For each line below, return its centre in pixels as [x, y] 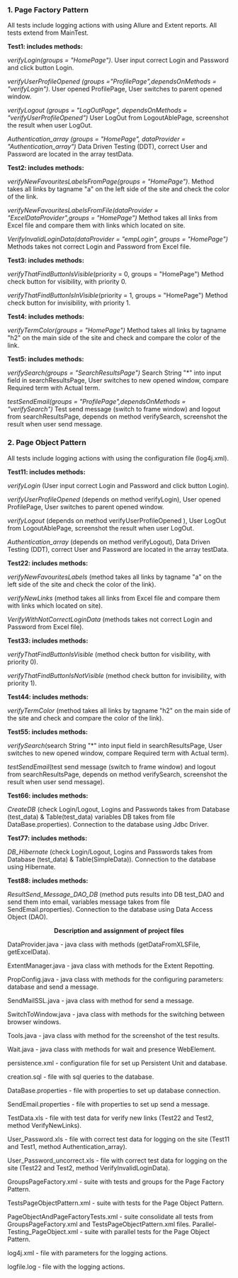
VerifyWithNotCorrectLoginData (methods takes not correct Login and [110, 619]
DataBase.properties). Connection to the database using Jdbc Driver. [108, 824]
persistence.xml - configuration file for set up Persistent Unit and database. [118, 1063]
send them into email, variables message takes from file [89, 902]
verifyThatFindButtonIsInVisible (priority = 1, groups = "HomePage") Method [118, 295]
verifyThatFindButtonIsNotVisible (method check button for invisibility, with [117, 675]
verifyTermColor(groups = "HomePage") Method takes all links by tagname [117, 330]
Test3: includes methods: [46, 261]
